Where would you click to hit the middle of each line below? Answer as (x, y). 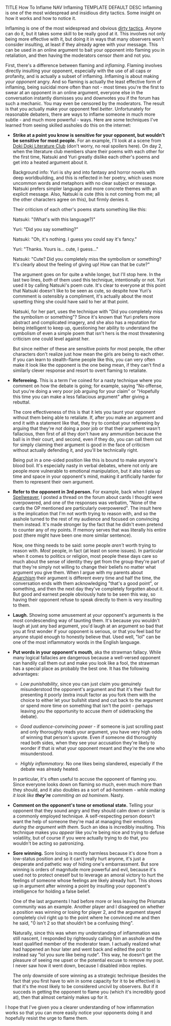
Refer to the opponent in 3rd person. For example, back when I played (87, 492)
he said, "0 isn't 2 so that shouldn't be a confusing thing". (73, 923)
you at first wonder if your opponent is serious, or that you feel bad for (87, 631)
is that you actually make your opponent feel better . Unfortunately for (78, 109)
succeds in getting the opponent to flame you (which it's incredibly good (89, 992)
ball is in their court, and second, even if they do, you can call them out (87, 439)
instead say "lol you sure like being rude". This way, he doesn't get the (87, 955)
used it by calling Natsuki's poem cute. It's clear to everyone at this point (89, 285)
